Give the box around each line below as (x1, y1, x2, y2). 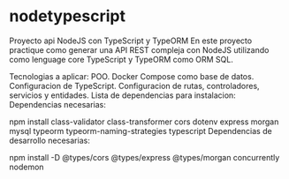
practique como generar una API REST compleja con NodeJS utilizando (9, 44, 270, 55)
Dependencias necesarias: (9, 99, 106, 109)
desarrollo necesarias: (9, 135, 90, 145)
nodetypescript (9, 6, 126, 26)
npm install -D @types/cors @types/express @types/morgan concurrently (9, 152, 280, 162)
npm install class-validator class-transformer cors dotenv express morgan (9, 116, 279, 127)
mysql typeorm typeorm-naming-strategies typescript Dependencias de (9, 125, 272, 136)
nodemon (9, 161, 44, 172)
